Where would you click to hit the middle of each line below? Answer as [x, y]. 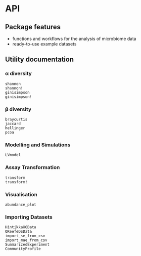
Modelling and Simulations [38, 145]
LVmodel [13, 155]
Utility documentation [40, 60]
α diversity [19, 74]
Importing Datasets [29, 217]
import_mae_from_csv [26, 240]
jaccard [13, 124]
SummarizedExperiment [27, 245]
